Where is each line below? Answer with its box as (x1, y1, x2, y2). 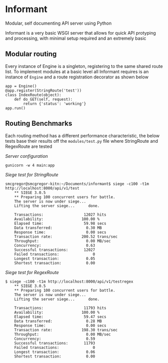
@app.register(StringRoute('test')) (5, 88, 82, 93)
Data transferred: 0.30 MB (14, 225, 102, 230)
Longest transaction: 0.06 (14, 349, 95, 354)
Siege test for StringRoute (5, 171, 59, 177)
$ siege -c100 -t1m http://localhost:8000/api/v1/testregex (5, 279, 134, 284)
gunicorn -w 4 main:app (5, 162, 55, 168)
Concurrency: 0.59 (14, 336, 95, 341)
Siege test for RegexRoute (5, 269, 59, 275)
